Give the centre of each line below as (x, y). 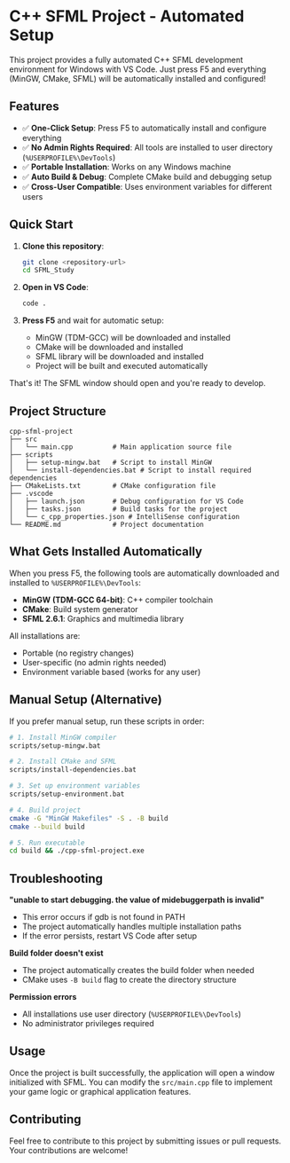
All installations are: (45, 635)
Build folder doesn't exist (56, 953)
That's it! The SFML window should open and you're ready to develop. (137, 383)
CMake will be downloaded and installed (109, 347)
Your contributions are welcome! (69, 1150)
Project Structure (58, 411)
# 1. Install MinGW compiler (63, 737)
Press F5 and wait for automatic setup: (93, 320)
